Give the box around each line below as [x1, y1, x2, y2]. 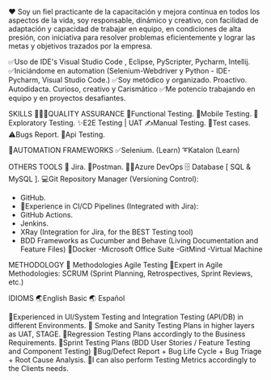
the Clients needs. [8, 364, 69, 373]
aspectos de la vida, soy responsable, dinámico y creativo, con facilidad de [8, 15, 259, 25]
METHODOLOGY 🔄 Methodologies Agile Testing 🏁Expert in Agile [8, 260, 223, 269]
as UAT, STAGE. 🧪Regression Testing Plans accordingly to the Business [8, 329, 246, 339]
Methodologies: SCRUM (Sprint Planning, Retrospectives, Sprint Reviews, [8, 268, 253, 278]
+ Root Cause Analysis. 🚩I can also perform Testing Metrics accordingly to [8, 355, 256, 365]
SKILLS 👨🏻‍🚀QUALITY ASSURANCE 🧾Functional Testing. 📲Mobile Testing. [8, 109, 252, 118]
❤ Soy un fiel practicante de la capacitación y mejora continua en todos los [8, 7, 260, 16]
